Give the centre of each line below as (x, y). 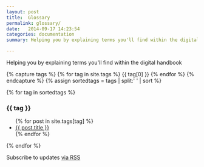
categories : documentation (40, 34)
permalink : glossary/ (34, 23)
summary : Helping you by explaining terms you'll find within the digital (103, 40)
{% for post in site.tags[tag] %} (54, 121)
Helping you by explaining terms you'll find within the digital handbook (94, 62)
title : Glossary (28, 18)
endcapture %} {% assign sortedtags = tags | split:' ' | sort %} (84, 80)
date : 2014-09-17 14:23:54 (43, 29)
